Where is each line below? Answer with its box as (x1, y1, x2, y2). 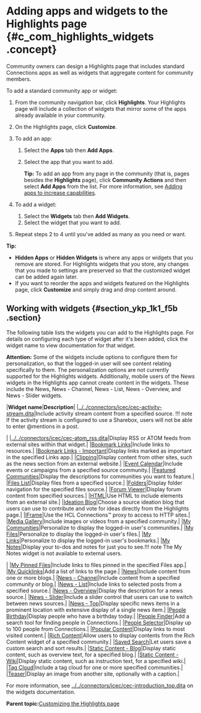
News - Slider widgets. (6, 392, 63, 399)
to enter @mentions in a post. (6, 422, 79, 430)
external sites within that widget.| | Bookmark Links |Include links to (6, 441, 170, 448)
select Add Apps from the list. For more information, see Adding (23, 183, 183, 190)
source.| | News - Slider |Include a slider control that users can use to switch (6, 593, 193, 600)
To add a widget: (14, 201, 57, 208)
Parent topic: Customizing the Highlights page (6, 700, 120, 707)
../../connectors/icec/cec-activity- (78, 403, 162, 410)
